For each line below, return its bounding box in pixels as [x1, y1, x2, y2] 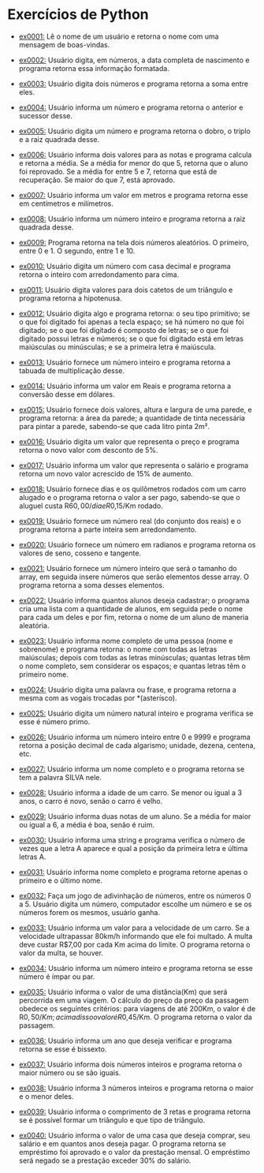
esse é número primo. [18, 716, 91, 727]
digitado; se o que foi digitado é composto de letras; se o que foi [18, 325, 229, 334]
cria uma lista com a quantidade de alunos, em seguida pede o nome [18, 603, 244, 613]
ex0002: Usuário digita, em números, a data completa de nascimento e [18, 55, 250, 65]
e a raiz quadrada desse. [18, 134, 100, 144]
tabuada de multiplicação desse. [18, 365, 125, 375]
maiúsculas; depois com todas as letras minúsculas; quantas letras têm [18, 652, 251, 662]
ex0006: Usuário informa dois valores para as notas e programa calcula [18, 150, 252, 159]
